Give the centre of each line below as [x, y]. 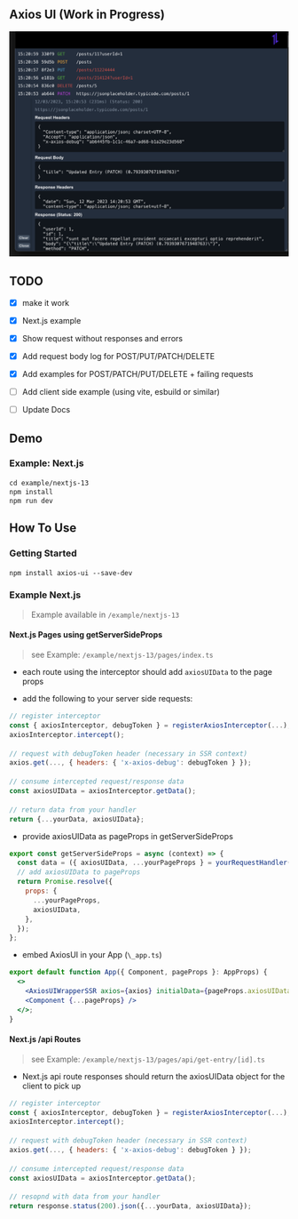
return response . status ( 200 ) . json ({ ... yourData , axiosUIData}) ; [130, 1207]
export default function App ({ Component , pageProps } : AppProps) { [138, 973]
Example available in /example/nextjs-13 [105, 614]
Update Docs [46, 410]
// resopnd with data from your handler [85, 1197]
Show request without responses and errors [102, 338]
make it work [46, 302]
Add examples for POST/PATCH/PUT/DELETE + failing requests [137, 373]
